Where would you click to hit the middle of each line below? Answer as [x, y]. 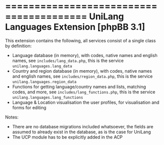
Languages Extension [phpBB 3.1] [75, 27]
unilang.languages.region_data [44, 82]
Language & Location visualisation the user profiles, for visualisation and [86, 102]
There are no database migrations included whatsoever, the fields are [83, 126]
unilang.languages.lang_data [42, 66]
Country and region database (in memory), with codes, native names [82, 71]
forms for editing [29, 107]
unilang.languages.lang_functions [48, 97]
